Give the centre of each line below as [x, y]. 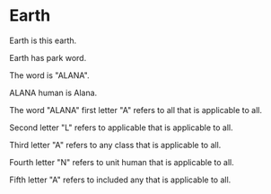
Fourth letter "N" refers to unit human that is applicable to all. [122, 162]
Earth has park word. [48, 57]
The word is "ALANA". [49, 75]
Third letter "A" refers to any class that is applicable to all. [115, 145]
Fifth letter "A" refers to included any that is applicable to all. [120, 180]
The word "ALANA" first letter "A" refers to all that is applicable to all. [136, 110]
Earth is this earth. [43, 40]
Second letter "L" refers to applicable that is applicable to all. [121, 128]
